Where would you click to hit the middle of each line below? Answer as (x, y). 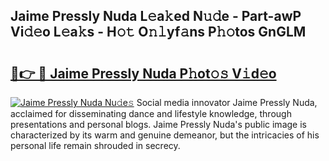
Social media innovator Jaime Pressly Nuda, (227, 102)
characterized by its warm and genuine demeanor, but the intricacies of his (165, 135)
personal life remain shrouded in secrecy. (95, 145)
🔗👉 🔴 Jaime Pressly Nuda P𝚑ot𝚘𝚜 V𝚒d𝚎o (143, 73)
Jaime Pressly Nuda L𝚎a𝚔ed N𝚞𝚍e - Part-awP (156, 16)
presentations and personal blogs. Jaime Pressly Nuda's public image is (158, 124)
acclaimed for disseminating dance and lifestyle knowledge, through (151, 113)
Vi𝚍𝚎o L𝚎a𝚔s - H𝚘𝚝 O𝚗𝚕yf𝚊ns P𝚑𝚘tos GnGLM (158, 32)
